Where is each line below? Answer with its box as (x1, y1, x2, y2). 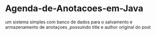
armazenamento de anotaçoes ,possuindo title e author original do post (5, 24, 151, 30)
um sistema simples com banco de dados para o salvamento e (5, 19, 133, 25)
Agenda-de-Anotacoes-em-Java (5, 3, 144, 14)
